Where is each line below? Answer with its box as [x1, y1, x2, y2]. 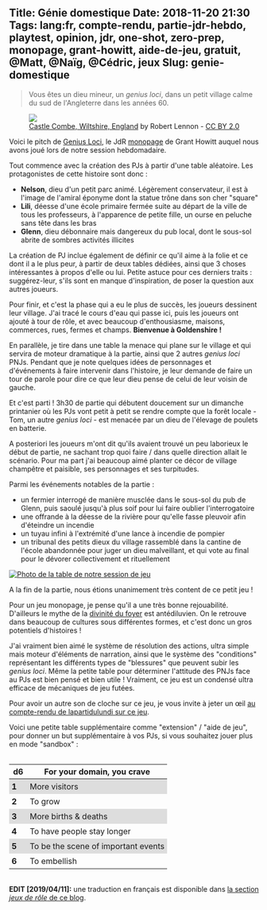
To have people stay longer [29, 826, 131, 837]
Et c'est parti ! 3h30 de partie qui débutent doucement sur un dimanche [9, 397, 244, 408]
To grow [29, 796, 60, 807]
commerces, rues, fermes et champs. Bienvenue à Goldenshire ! [9, 325, 222, 335]
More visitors [29, 780, 79, 792]
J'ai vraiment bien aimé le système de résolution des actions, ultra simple [9, 641, 250, 650]
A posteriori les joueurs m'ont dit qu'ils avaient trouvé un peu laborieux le [9, 439, 249, 448]
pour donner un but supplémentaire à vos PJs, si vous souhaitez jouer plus [9, 730, 253, 740]
